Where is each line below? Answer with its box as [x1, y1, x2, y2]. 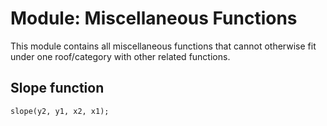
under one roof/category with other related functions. [10, 50, 231, 62]
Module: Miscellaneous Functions [10, 7, 298, 30]
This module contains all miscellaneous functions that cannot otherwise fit [10, 40, 317, 52]
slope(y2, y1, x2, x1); [10, 106, 110, 116]
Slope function [10, 80, 105, 97]
